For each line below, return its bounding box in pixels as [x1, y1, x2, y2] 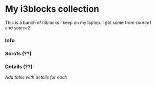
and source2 [5, 24, 31, 30]
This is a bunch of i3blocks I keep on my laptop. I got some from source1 [5, 20, 151, 25]
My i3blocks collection [5, 3, 99, 15]
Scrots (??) [5, 50, 32, 57]
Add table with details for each [5, 74, 67, 80]
